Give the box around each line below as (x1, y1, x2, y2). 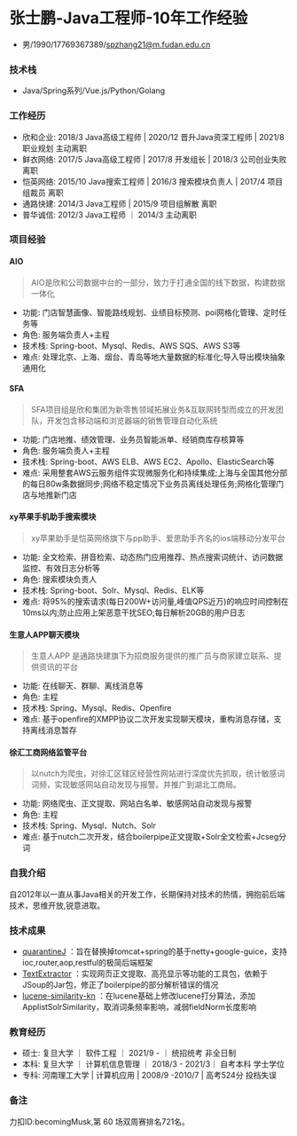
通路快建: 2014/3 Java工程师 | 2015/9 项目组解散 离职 (21, 198, 217, 209)
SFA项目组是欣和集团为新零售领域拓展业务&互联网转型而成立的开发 (30, 404, 277, 414)
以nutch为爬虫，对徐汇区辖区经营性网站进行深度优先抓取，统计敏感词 (30, 769, 285, 779)
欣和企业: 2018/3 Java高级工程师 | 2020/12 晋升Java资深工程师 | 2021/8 (21, 131, 285, 142)
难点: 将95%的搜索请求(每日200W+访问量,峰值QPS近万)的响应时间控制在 (21, 596, 289, 607)
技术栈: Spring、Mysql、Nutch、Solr (21, 820, 157, 831)
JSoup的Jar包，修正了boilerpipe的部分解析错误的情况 (21, 980, 219, 990)
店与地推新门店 (21, 489, 77, 500)
